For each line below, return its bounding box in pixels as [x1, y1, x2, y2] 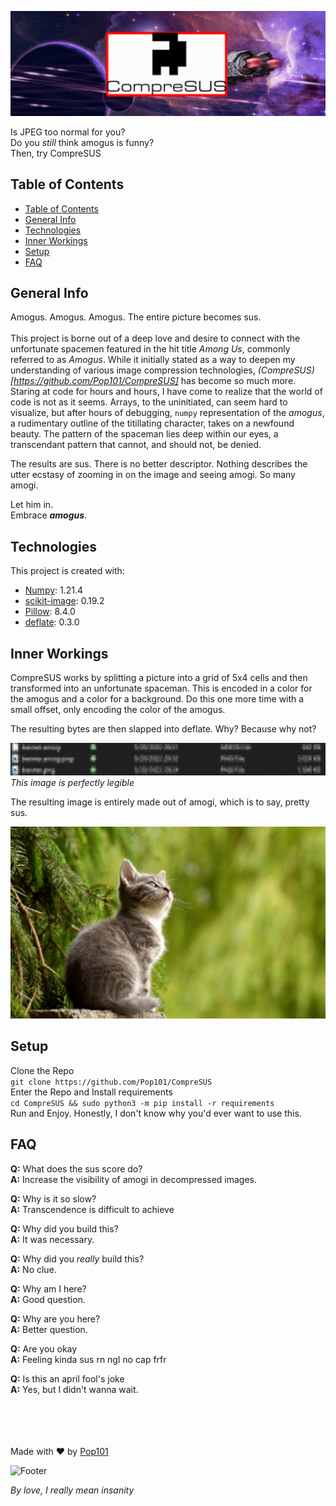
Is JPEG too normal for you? [10, 126, 126, 138]
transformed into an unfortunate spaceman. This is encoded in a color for [10, 682, 313, 695]
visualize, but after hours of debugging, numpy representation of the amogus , [10, 407, 325, 419]
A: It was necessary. [10, 1233, 95, 1245]
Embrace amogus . [10, 509, 88, 521]
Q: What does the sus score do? [10, 1162, 143, 1175]
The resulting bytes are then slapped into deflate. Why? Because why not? [10, 723, 317, 735]
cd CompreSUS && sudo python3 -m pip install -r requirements [10, 1098, 275, 1108]
